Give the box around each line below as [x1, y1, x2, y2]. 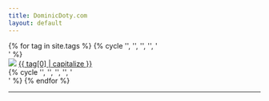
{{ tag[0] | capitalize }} [18, 59, 93, 68]
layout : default [8, 19, 62, 27]
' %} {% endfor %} [8, 76, 70, 85]
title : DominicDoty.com [8, 11, 88, 20]
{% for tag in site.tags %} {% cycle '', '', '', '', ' [8, 41, 158, 50]
